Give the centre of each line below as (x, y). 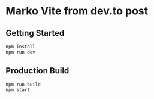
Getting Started (35, 33)
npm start (18, 90)
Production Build (37, 71)
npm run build (23, 85)
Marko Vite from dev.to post (77, 11)
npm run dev (20, 52)
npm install (20, 47)
